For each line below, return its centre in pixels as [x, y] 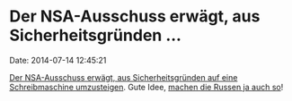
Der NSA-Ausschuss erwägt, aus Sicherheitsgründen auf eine [124, 77]
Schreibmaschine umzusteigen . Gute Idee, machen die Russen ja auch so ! [146, 87]
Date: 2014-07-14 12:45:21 [58, 60]
